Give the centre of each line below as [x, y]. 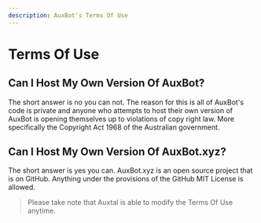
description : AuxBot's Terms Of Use [68, 15]
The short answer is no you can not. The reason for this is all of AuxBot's [126, 102]
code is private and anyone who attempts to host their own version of [121, 110]
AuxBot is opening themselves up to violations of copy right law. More [121, 119]
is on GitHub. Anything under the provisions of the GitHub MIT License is [126, 179]
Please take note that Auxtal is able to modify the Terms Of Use [130, 203]
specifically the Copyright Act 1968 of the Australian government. [114, 127]
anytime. [42, 211]
